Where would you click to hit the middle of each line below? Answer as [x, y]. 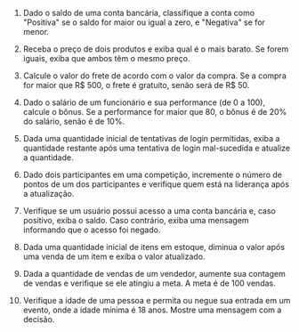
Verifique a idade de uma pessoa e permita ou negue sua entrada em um [157, 300]
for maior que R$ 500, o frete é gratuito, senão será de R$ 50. [136, 85]
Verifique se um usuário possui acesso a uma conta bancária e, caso [149, 211]
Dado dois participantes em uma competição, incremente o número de [153, 174]
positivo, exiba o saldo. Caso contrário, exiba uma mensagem [136, 220]
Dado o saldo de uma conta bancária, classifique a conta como [139, 13]
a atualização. [48, 194]
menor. [36, 32]
